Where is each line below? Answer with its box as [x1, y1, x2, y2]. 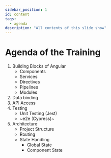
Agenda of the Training [5, 47, 101, 58]
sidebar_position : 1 [5, 7, 48, 12]
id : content [5, 12, 29, 17]
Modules [19, 89, 38, 95]
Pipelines [19, 84, 38, 90]
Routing [19, 131, 35, 137]
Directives [19, 79, 40, 85]
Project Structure [19, 126, 55, 132]
